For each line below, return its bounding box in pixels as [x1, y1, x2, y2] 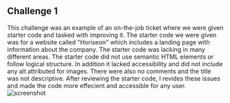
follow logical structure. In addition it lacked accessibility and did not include [7, 59, 223, 68]
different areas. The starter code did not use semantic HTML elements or [7, 53, 214, 61]
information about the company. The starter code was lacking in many [7, 45, 206, 53]
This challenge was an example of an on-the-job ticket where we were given [7, 23, 224, 31]
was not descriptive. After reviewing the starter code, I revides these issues [7, 74, 221, 83]
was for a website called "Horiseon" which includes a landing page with [7, 38, 211, 46]
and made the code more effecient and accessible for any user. [7, 81, 187, 89]
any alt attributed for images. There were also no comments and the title [7, 67, 211, 75]
